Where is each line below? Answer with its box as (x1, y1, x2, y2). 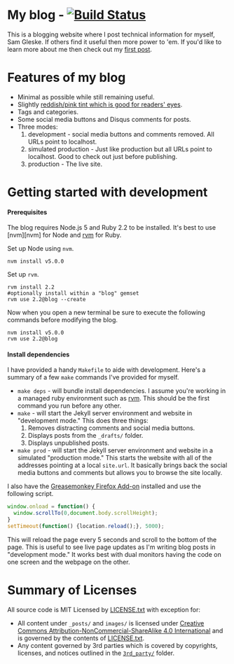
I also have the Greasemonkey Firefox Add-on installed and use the (7, 482, 202, 490)
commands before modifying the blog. (7, 316, 118, 324)
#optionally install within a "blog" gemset (7, 290, 139, 297)
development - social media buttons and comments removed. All (27, 130, 215, 138)
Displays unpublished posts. (27, 438, 110, 448)
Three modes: (17, 123, 58, 131)
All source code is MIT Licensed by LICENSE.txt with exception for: (7, 605, 201, 614)
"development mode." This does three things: (17, 417, 149, 425)
